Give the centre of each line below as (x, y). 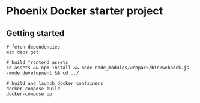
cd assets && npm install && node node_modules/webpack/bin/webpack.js (98, 68)
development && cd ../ (50, 73)
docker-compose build (33, 89)
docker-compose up (29, 94)
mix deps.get (23, 52)
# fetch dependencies (33, 47)
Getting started (35, 33)
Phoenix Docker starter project (85, 11)
